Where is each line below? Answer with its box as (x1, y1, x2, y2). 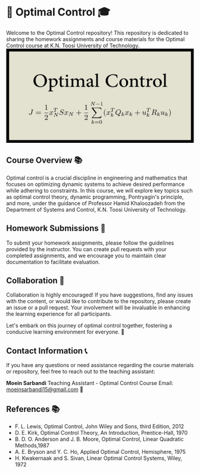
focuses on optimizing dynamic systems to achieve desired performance (6, 181, 185, 188)
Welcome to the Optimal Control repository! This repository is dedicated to (6, 29, 189, 36)
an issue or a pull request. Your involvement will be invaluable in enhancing (6, 304, 190, 312)
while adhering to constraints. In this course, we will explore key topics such (6, 187, 193, 194)
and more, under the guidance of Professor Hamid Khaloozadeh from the (6, 199, 186, 207)
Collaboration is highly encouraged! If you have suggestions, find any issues (6, 291, 193, 298)
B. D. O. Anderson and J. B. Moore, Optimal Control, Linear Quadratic (14, 435, 184, 443)
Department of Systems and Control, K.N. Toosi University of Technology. (6, 206, 187, 213)
